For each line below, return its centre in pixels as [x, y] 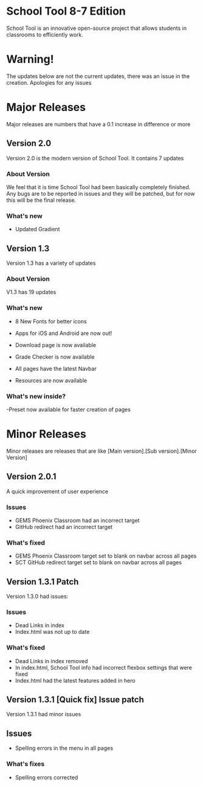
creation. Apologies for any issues [49, 82]
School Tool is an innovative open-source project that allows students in [97, 28]
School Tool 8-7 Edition [66, 11]
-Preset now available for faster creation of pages [68, 409]
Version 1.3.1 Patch [43, 582]
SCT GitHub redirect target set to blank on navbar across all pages [98, 562]
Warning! [30, 59]
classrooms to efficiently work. [45, 34]
